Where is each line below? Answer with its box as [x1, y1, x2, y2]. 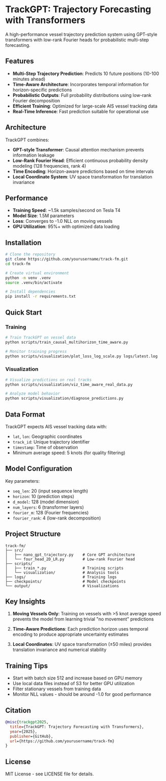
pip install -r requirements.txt [5, 294, 76, 299]
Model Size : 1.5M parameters [12, 213, 75, 219]
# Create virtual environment [5, 270, 70, 276]
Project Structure [5, 530, 61, 538]
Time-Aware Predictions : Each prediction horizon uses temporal [12, 626, 149, 632]
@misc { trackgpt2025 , [5, 720, 49, 725]
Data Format [5, 410, 45, 419]
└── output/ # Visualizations [5, 583, 119, 588]
